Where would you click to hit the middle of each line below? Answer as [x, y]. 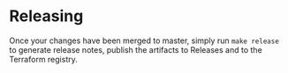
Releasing [46, 16]
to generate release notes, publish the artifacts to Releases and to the [136, 49]
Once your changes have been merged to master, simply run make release [144, 40]
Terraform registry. [43, 59]
